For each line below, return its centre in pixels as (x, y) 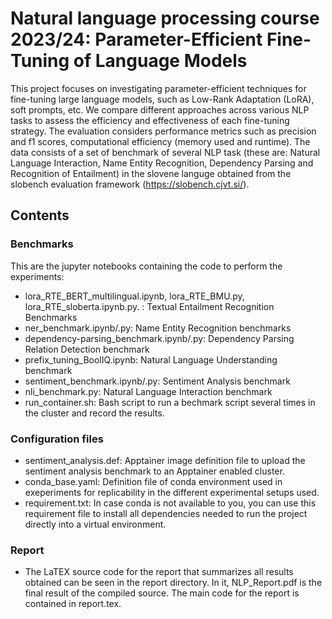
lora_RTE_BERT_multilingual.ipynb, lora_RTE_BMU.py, (134, 296)
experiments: (37, 276)
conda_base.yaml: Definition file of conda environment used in (153, 481)
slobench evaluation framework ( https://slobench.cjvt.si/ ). (130, 184)
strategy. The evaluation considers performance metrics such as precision (163, 131)
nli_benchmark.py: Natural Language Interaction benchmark (148, 391)
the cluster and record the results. (94, 413)
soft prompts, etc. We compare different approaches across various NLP (160, 109)
